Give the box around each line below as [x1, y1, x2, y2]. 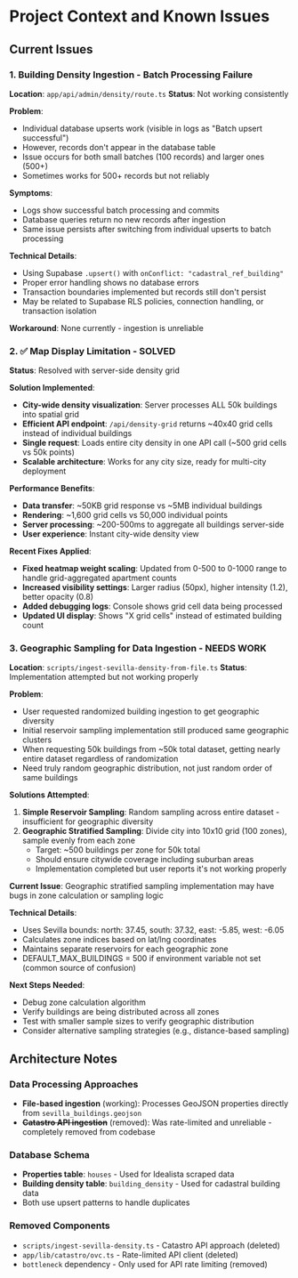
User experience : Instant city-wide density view [21, 529, 200, 539]
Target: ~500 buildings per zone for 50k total [35, 845, 200, 855]
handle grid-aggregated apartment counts [21, 572, 177, 584]
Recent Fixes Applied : [9, 546, 92, 557]
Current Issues [9, 42, 93, 57]
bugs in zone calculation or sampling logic [9, 890, 165, 901]
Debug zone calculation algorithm [21, 997, 147, 1007]
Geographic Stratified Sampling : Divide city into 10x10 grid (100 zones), [21, 826, 287, 837]
